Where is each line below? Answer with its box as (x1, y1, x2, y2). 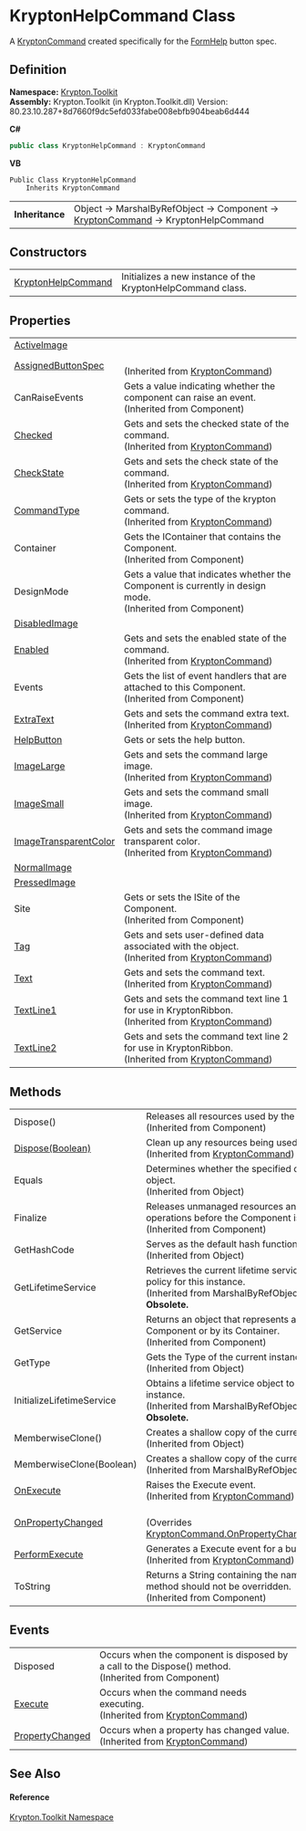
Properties (9, 312, 71, 329)
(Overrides (145, 1516, 193, 1529)
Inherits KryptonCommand (25, 183, 120, 193)
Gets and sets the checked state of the (124, 417, 290, 430)
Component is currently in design (124, 580, 267, 592)
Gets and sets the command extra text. (124, 707, 290, 720)
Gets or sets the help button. (124, 734, 246, 747)
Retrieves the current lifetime (145, 1264, 270, 1277)
